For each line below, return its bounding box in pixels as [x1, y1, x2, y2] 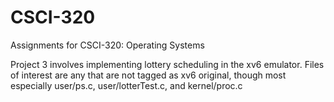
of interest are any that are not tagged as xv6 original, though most [10, 69, 287, 81]
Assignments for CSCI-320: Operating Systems [10, 39, 205, 51]
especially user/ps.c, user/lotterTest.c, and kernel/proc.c [10, 79, 243, 91]
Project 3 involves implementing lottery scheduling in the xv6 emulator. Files [10, 58, 325, 70]
